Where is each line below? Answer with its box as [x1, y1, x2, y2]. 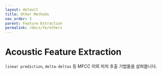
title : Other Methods [5, 12, 50, 17]
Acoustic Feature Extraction [5, 47, 122, 58]
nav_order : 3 [5, 16, 32, 21]
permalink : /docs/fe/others [5, 25, 63, 30]
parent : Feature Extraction [5, 21, 63, 26]
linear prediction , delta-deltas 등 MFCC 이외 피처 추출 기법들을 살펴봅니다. [5, 63, 157, 69]
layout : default [5, 7, 38, 12]
